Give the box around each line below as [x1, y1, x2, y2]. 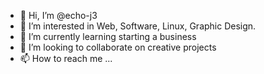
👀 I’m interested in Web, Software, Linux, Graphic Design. [19, 20, 257, 32]
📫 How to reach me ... [19, 53, 113, 64]
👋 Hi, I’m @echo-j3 [19, 10, 98, 21]
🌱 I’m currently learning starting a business [19, 31, 197, 42]
